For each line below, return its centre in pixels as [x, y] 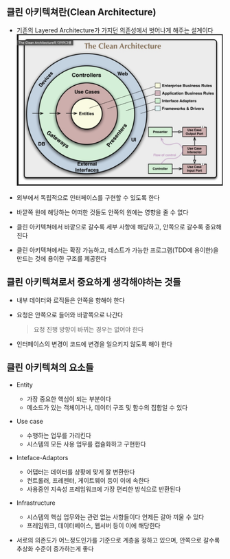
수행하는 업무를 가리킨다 [59, 435]
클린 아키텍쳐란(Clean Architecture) [81, 12]
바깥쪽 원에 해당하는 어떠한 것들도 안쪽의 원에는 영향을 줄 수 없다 [102, 212]
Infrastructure [36, 503]
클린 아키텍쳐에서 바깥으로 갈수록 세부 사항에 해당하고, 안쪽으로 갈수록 [110, 227]
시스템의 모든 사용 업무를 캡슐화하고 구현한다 [86, 444]
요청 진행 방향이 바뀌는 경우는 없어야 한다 [89, 329]
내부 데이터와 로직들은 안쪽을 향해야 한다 [70, 300]
